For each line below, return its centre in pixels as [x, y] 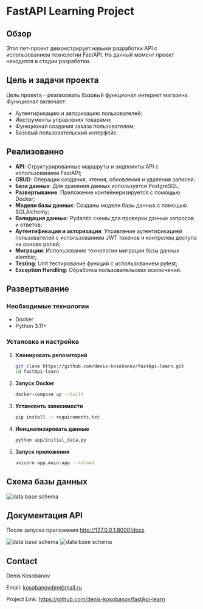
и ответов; [29, 224]
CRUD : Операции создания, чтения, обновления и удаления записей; [105, 179]
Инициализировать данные [52, 429]
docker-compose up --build [49, 395]
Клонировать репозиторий [51, 355]
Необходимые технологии [48, 306]
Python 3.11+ [31, 326]
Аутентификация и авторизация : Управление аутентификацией [99, 231]
